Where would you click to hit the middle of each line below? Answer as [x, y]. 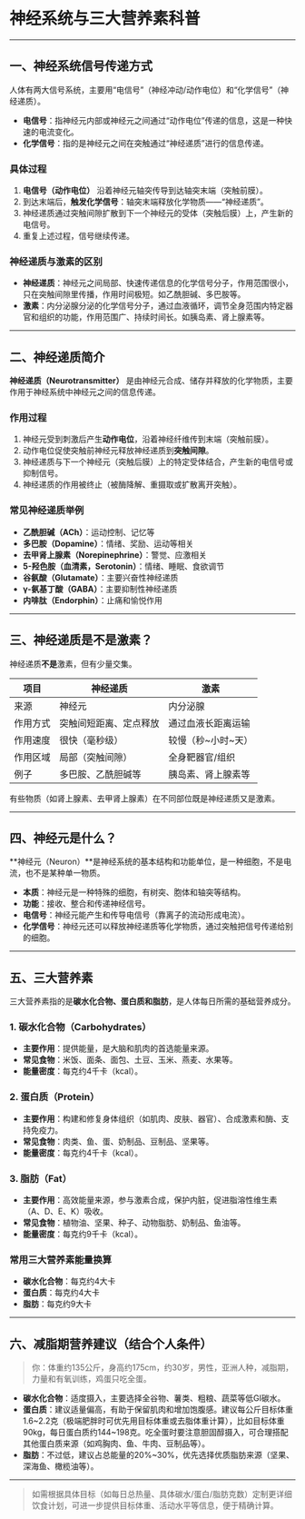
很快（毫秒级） [92, 740]
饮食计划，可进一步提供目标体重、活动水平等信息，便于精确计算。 [155, 1505]
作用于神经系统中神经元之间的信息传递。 [85, 392]
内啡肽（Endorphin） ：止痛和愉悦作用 [93, 600]
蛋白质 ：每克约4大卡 [61, 1293]
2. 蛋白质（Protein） [54, 1097]
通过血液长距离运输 [210, 723]
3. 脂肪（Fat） [41, 1178]
